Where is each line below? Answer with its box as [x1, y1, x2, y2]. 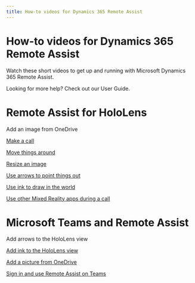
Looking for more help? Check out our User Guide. [6, 85, 130, 92]
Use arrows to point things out [6, 171, 81, 179]
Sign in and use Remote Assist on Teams [6, 270, 106, 278]
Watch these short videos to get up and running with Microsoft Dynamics [6, 67, 186, 74]
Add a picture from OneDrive [6, 259, 78, 266]
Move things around [6, 149, 55, 156]
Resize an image [6, 160, 47, 167]
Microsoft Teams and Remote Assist [6, 216, 189, 229]
